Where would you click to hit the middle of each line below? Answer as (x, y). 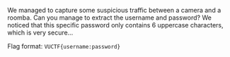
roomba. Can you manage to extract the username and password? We (110, 18)
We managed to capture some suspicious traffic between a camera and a (114, 10)
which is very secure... (40, 32)
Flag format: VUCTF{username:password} (64, 46)
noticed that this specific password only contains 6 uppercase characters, (116, 25)
